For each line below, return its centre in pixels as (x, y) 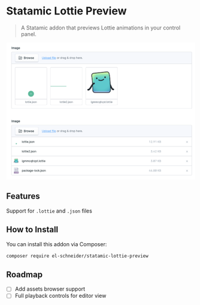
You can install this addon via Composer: (57, 244)
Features (23, 196)
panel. (29, 34)
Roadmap (25, 274)
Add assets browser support (50, 289)
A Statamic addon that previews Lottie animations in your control (101, 28)
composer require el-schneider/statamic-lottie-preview (77, 256)
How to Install (32, 230)
